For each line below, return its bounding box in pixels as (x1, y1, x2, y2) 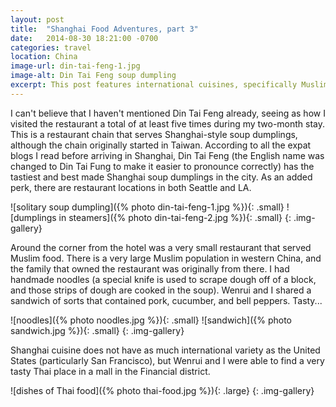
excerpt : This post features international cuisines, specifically (10, 80, 298, 90)
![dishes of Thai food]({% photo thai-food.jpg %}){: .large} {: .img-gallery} (10, 384, 315, 396)
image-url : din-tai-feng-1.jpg (10, 61, 141, 71)
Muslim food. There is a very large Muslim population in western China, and (10, 252, 322, 264)
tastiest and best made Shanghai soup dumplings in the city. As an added (10, 171, 313, 183)
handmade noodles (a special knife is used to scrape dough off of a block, (10, 273, 317, 285)
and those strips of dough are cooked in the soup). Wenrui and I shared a (10, 284, 312, 296)
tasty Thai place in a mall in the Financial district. (10, 365, 211, 377)
